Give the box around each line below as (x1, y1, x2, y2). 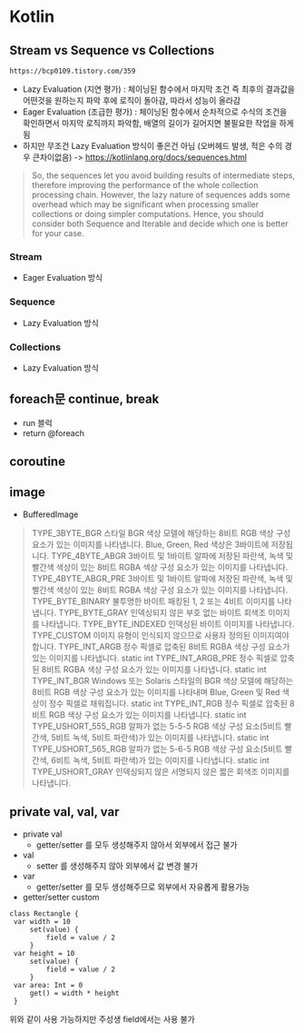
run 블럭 (22, 417, 53, 428)
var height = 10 (13, 949, 75, 958)
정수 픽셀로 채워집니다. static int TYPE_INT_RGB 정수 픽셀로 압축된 (48, 698, 289, 709)
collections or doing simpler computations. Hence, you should (31, 209, 264, 219)
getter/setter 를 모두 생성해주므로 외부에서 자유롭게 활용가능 (35, 881, 250, 892)
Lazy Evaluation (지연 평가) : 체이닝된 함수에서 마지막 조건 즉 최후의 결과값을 (22, 84, 295, 94)
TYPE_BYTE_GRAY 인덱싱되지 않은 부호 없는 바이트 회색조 (58, 607, 266, 618)
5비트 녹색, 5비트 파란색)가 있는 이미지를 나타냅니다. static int (51, 731, 270, 742)
